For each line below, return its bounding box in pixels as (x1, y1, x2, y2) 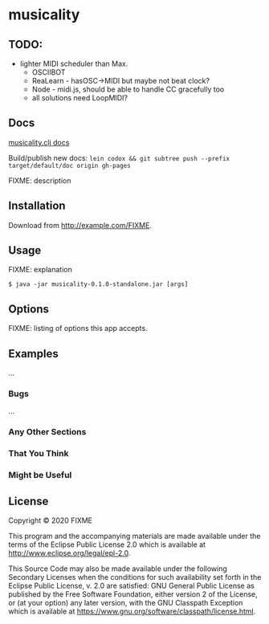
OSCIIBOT (31, 67, 66, 77)
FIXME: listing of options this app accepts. (8, 324, 148, 333)
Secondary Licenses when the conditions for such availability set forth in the (8, 572, 262, 581)
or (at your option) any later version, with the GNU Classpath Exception (8, 597, 243, 607)
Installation (8, 199, 66, 213)
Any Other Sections (8, 426, 87, 438)
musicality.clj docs (8, 137, 70, 147)
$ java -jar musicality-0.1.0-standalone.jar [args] (8, 280, 189, 288)
